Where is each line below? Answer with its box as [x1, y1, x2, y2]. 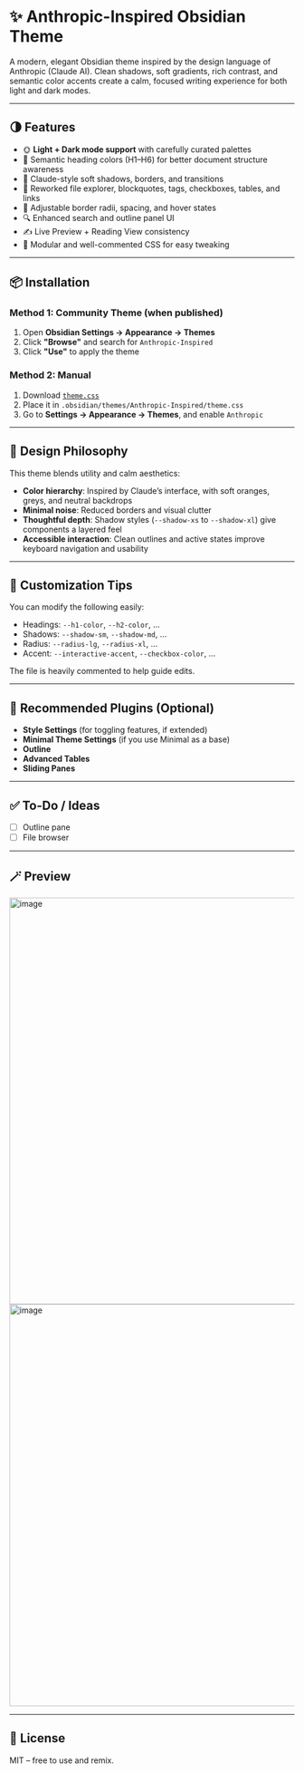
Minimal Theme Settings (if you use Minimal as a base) [22, 734, 231, 745]
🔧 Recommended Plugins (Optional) [9, 700, 214, 716]
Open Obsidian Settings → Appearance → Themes [22, 327, 215, 338]
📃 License [9, 1730, 66, 1746]
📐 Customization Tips [9, 577, 133, 593]
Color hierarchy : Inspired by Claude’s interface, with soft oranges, [22, 485, 270, 496]
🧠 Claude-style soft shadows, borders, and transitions [22, 173, 224, 184]
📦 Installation [9, 275, 90, 291]
